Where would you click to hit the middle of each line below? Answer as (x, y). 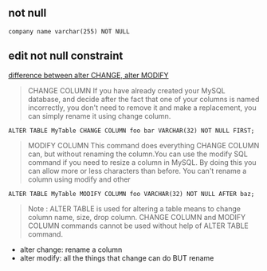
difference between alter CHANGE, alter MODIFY (88, 75)
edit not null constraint (66, 56)
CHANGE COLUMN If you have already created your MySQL (126, 90)
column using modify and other (79, 179)
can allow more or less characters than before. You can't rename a (137, 171)
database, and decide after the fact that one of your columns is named (143, 99)
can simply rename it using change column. (99, 116)
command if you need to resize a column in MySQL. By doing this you (142, 162)
